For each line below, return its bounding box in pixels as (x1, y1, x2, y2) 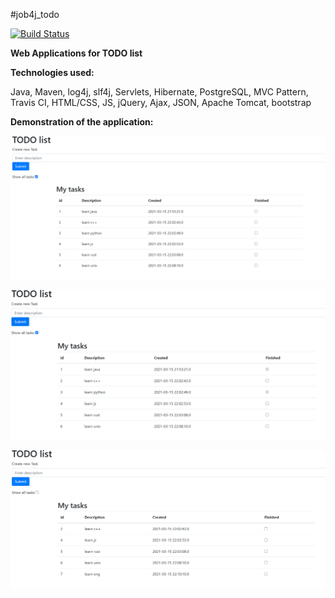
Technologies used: (10, 67, 95, 78)
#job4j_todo (10, 9, 60, 20)
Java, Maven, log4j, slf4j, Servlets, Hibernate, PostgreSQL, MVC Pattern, (10, 86, 309, 98)
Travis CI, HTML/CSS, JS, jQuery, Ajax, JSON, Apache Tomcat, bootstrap (10, 97, 312, 108)
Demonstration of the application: (10, 116, 154, 128)
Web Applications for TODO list (10, 47, 143, 59)
